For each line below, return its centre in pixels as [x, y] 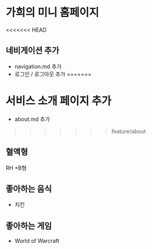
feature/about [129, 131]
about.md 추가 [32, 119]
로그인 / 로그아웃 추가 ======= [53, 74]
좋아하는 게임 [29, 226]
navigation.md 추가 [38, 66]
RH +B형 [16, 168]
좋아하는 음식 [29, 189]
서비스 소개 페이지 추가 [59, 101]
